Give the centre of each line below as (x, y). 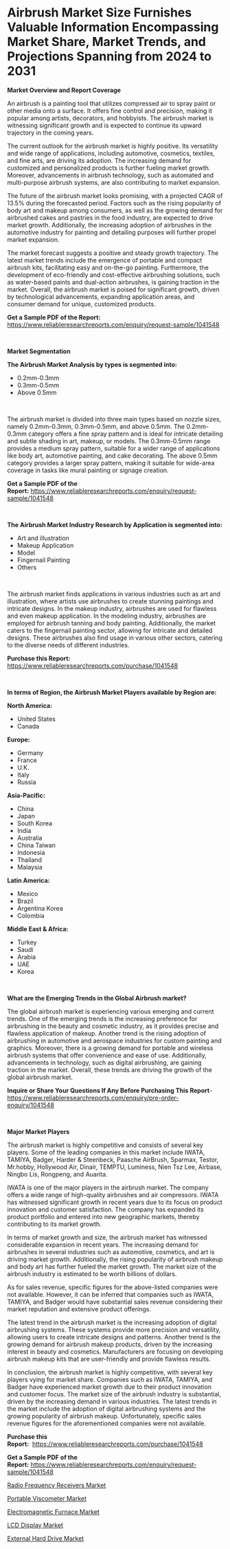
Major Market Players (38, 1131)
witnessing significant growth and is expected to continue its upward (104, 125)
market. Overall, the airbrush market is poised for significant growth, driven (113, 289)
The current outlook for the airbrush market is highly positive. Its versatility (113, 146)
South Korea (35, 823)
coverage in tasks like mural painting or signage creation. (88, 470)
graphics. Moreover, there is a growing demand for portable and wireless (110, 1048)
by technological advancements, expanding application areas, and (101, 296)
